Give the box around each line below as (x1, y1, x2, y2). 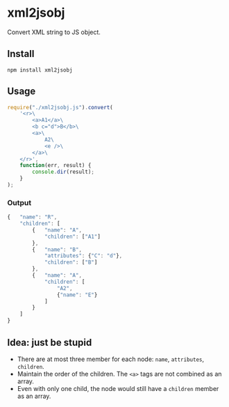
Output (7, 198, 32, 207)
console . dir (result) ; (32, 168, 95, 175)
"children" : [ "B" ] (44, 259, 98, 266)
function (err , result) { (19, 162, 92, 169)
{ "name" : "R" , (7, 214, 58, 221)
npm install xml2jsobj (7, 66, 73, 74)
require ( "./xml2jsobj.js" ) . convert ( (7, 104, 113, 111)
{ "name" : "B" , (32, 246, 82, 253)
